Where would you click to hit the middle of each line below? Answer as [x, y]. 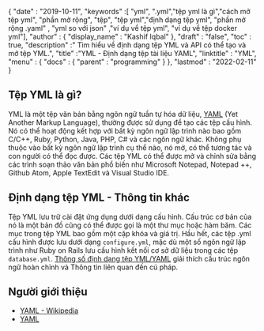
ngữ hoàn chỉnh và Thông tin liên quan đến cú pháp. [93, 267]
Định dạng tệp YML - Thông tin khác [99, 198]
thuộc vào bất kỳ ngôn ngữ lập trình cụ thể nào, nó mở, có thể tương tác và [130, 147]
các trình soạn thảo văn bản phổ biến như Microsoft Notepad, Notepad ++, [130, 164]
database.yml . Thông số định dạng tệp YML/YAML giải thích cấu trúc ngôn [129, 258]
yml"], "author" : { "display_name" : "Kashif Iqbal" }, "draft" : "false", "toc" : [130, 36]
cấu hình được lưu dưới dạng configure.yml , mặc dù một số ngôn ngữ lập [127, 242]
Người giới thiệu [48, 292]
